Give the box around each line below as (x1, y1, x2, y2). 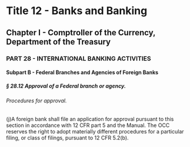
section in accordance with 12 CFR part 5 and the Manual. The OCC (6, 122, 170, 129)
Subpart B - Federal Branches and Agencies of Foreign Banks (6, 69, 159, 76)
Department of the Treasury (6, 36, 111, 46)
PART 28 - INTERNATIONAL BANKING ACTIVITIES (6, 54, 151, 62)
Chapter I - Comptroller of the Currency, (6, 28, 156, 38)
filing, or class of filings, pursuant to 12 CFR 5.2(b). (6, 134, 129, 141)
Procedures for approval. (6, 97, 67, 104)
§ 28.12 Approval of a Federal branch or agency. (6, 82, 126, 89)
